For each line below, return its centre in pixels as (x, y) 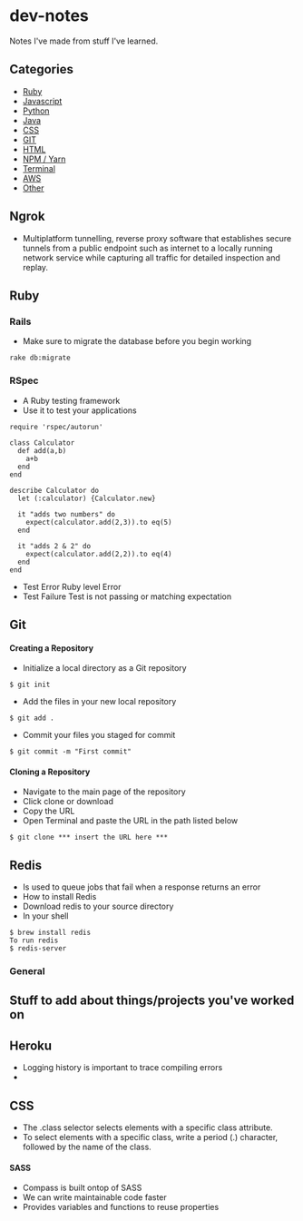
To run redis (34, 940)
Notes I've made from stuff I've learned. (84, 41)
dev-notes (49, 16)
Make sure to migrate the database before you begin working (137, 341)
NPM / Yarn (44, 159)
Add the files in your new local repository (99, 702)
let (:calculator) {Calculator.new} (87, 498)
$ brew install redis (50, 933)
